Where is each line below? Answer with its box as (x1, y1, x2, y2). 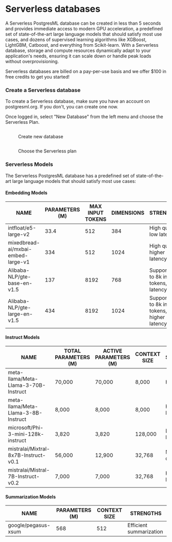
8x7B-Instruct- (8, 452, 46, 459)
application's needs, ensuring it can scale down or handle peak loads (5, 52, 152, 59)
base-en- (8, 279, 33, 287)
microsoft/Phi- (8, 424, 44, 431)
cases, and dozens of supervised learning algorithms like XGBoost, (5, 36, 147, 43)
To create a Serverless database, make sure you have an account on (5, 98, 150, 104)
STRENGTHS (130, 510, 162, 517)
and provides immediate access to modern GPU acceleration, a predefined (5, 25, 163, 31)
